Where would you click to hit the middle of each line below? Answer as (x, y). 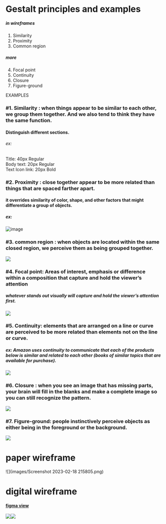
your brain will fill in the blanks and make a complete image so (82, 392)
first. (11, 301)
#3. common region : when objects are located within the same (83, 242)
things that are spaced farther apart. (50, 188)
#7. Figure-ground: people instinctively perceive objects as (78, 421)
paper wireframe (41, 458)
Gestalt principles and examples (73, 9)
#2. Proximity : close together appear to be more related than (80, 182)
